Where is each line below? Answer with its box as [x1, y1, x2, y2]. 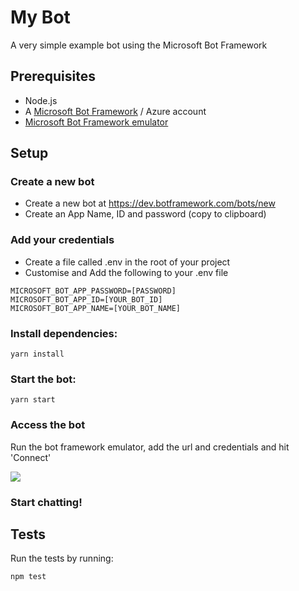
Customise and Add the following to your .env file [24, 266, 229, 278]
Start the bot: [10, 372, 77, 386]
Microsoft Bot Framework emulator [24, 116, 169, 128]
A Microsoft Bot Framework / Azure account [24, 105, 207, 117]
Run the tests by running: [10, 552, 114, 565]
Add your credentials [10, 233, 115, 247]
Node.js [24, 94, 58, 106]
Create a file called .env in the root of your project [24, 256, 231, 268]
